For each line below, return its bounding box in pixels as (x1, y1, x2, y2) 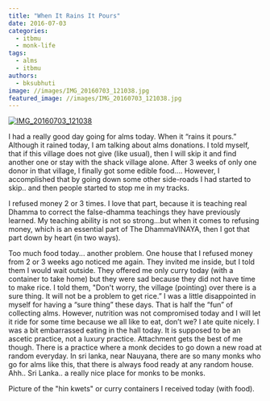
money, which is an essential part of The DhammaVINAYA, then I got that (8, 225, 250, 234)
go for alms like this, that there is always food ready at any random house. (8, 360, 254, 370)
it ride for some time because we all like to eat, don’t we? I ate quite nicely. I (8, 317, 260, 327)
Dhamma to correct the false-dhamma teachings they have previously (8, 207, 240, 217)
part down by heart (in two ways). (8, 233, 121, 242)
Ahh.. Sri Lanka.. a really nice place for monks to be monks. (8, 368, 206, 378)
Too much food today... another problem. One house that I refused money (8, 249, 253, 258)
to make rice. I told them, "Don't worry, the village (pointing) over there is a (8, 283, 256, 292)
